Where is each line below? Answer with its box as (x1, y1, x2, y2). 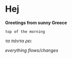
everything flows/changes (5, 47, 58, 53)
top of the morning (5, 29, 45, 34)
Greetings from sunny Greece (5, 20, 68, 26)
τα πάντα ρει (5, 38, 32, 44)
